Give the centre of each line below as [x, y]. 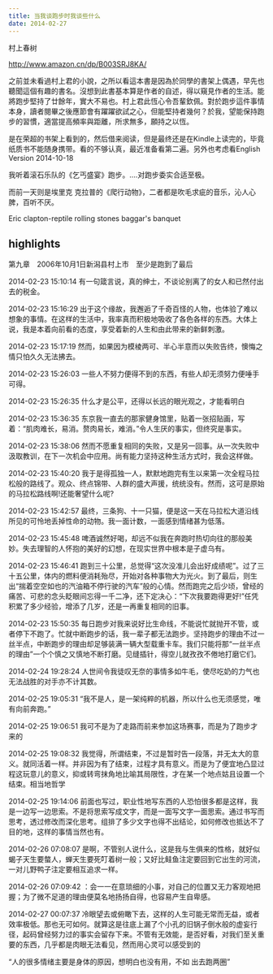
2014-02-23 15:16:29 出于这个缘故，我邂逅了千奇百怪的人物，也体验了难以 [133, 309]
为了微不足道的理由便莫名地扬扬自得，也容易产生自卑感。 [119, 897]
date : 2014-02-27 [38, 24]
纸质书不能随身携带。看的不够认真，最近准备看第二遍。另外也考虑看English [134, 149]
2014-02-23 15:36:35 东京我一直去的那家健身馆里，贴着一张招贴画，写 [127, 418]
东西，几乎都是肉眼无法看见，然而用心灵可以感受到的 [111, 945]
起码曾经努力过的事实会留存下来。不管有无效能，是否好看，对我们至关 [140, 934]
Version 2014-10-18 [41, 158]
